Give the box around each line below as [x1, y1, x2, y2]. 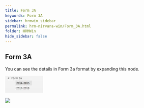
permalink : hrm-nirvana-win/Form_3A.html [5, 24, 91, 29]
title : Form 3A [5, 8, 36, 13]
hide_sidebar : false [5, 34, 48, 39]
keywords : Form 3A [5, 13, 43, 18]
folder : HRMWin [5, 29, 36, 34]
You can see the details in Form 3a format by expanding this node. [5, 66, 140, 72]
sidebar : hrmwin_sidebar [5, 18, 56, 23]
